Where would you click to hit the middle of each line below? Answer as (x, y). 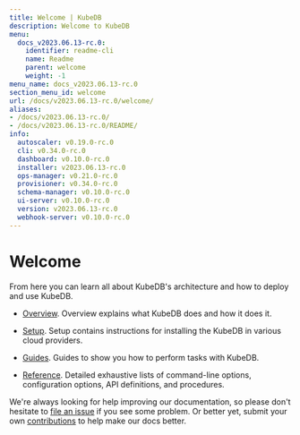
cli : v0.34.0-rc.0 (52, 150)
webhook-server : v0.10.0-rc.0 (73, 217)
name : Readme (50, 59)
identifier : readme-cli (70, 51)
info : (19, 134)
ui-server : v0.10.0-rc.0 (64, 201)
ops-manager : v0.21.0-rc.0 (68, 175)
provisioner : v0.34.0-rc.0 (68, 184)
